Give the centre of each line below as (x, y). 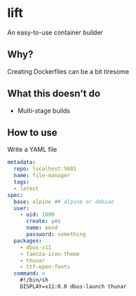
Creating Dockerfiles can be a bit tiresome (68, 71)
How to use (32, 133)
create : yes (43, 221)
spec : (15, 195)
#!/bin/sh (34, 280)
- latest (26, 188)
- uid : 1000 (37, 215)
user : (22, 208)
